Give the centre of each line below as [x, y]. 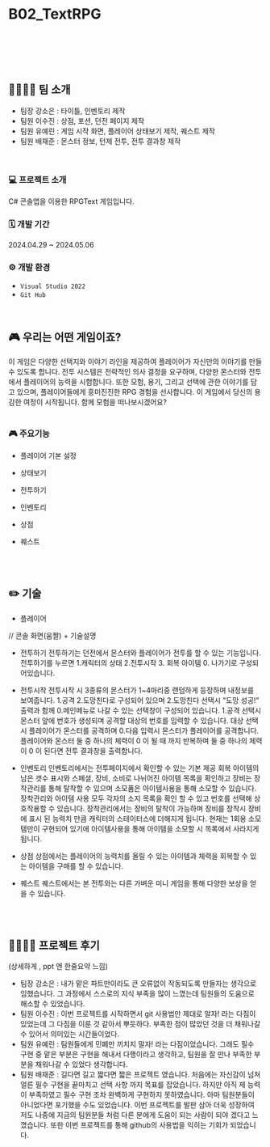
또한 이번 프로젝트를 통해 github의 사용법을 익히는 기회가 [139, 1125]
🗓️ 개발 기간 [29, 224]
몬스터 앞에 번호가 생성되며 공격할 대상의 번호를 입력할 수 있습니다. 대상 [132, 720]
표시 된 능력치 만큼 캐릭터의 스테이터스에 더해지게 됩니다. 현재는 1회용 [138, 819]
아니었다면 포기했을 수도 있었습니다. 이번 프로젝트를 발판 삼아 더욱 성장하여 [137, 1105]
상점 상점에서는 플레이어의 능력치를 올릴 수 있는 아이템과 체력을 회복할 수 [134, 856]
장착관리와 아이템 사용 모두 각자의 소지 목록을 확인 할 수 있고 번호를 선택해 [136, 798]
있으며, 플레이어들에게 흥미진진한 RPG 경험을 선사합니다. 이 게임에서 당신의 [135, 392]
